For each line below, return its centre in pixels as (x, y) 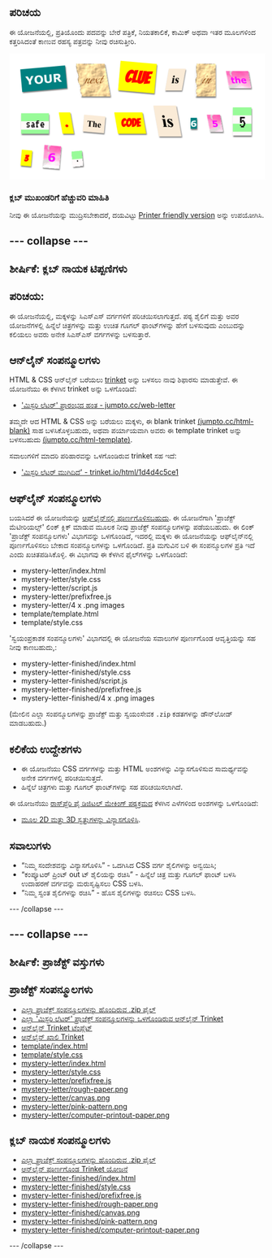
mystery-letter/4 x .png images (73, 605)
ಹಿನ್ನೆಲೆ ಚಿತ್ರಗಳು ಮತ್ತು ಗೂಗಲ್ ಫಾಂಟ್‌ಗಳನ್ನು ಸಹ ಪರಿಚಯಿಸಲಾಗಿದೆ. (102, 787)
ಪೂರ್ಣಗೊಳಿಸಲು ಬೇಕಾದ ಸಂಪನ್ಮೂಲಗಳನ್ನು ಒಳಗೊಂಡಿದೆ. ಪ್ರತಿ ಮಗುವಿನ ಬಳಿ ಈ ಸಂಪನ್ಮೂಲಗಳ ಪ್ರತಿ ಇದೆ (132, 545)
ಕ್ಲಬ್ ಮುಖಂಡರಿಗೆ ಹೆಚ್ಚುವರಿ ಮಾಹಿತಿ (59, 197)
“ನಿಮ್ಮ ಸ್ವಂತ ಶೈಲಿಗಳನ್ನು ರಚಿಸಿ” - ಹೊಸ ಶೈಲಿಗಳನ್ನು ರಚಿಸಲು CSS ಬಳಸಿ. (108, 892)
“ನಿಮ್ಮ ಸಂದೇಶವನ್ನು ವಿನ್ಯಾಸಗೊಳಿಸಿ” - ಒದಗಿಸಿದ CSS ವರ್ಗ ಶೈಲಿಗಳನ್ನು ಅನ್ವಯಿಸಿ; (119, 865)
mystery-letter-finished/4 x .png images (88, 698)
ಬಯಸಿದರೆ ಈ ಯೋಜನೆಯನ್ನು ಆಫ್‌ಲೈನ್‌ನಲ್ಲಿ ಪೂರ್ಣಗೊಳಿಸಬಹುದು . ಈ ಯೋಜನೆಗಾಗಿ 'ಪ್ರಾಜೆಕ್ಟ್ (123, 518)
